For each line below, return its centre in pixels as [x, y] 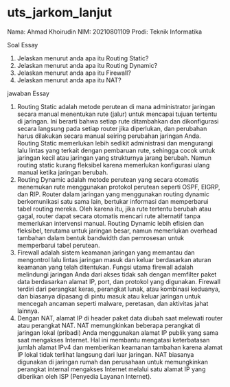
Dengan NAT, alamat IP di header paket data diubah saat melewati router [120, 318]
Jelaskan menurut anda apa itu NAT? [69, 80]
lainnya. [28, 311]
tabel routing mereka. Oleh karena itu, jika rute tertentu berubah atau [114, 209]
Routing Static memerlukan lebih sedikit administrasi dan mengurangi [115, 143]
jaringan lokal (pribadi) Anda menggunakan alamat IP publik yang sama [117, 332]
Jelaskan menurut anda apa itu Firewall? [74, 73]
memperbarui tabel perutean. [58, 245]
